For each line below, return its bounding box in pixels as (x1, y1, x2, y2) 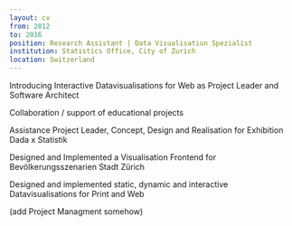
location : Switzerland (9, 55, 95, 64)
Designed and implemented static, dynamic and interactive (9, 179, 229, 190)
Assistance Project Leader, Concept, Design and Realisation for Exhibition (9, 125, 284, 136)
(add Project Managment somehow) (9, 206, 144, 217)
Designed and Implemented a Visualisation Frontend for (9, 152, 217, 163)
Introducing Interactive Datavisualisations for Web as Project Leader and (9, 80, 279, 90)
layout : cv (9, 13, 51, 23)
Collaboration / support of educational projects (9, 108, 184, 118)
